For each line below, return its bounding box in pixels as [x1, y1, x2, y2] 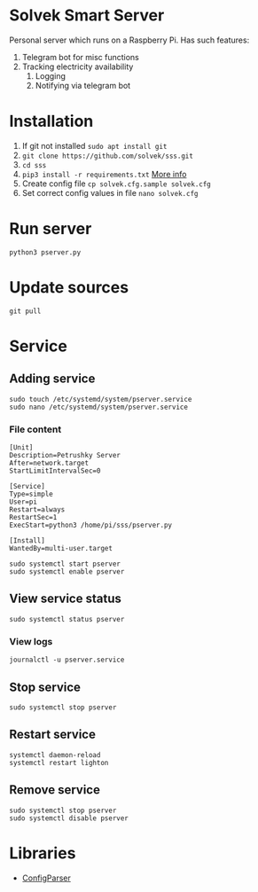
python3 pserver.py [9, 247, 82, 257]
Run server [9, 219, 92, 239]
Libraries [9, 843, 76, 863]
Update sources [9, 278, 129, 297]
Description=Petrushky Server [9, 451, 121, 460]
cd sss [21, 160, 47, 169]
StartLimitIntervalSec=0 [9, 466, 101, 475]
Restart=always [9, 505, 66, 514]
